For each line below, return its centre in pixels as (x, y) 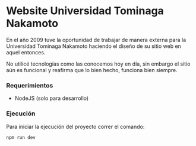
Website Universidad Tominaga (85, 11)
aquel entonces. (26, 52)
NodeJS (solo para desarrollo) (52, 98)
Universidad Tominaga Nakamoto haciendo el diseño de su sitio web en (94, 46)
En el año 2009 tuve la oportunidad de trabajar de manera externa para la (96, 40)
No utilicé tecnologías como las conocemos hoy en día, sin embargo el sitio (98, 64)
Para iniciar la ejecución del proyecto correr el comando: (75, 126)
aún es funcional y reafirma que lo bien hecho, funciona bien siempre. (92, 70)
